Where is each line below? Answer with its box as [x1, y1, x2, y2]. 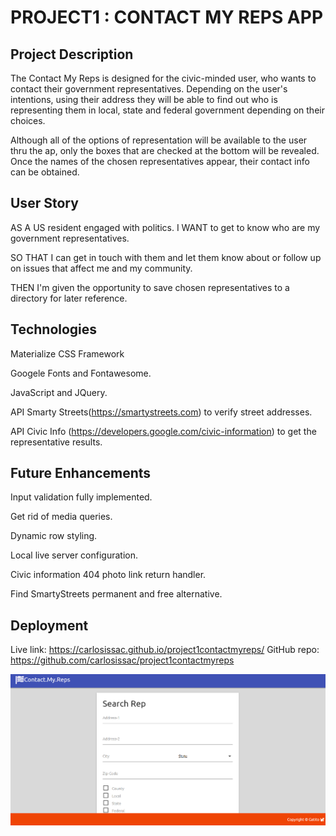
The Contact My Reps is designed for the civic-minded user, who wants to [10, 72, 317, 84]
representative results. [10, 436, 103, 448]
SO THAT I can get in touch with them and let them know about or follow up [10, 251, 322, 263]
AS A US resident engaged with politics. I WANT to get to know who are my [10, 221, 321, 233]
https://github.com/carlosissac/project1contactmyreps [10, 654, 235, 666]
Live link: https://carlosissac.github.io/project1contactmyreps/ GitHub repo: [10, 644, 320, 656]
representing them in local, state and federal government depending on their [10, 104, 325, 116]
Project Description [10, 46, 134, 63]
